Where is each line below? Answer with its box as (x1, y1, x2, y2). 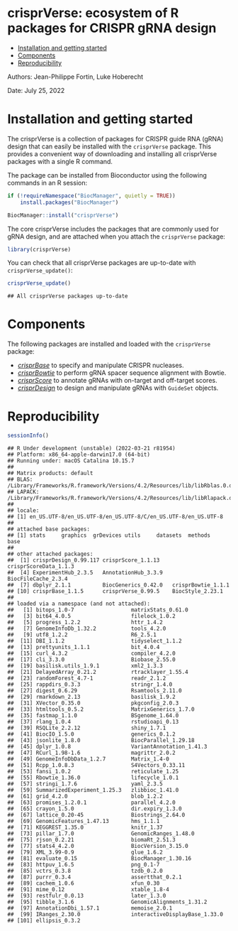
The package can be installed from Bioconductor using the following (7, 170, 208, 179)
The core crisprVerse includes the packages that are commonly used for (7, 224, 220, 233)
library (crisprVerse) (7, 246, 72, 253)
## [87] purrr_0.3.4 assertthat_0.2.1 (7, 873, 182, 881)
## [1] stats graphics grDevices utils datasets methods (7, 532, 211, 539)
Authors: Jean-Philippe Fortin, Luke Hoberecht (7, 72, 144, 81)
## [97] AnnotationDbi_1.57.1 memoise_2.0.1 (7, 905, 173, 912)
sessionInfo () (7, 432, 50, 440)
